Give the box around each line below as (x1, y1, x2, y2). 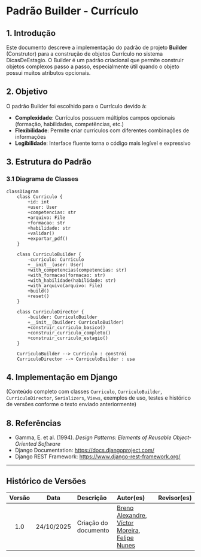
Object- (172, 434, 191, 441)
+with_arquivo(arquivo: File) (28, 282, 103, 288)
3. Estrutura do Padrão (6, 157, 92, 167)
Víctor (116, 519, 134, 527)
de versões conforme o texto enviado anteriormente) (6, 401, 136, 408)
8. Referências (6, 418, 62, 428)
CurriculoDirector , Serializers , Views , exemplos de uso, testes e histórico (6, 394, 191, 401)
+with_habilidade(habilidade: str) (28, 277, 117, 284)
